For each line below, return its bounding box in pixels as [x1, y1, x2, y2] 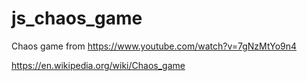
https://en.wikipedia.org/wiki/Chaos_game [11, 59, 186, 71]
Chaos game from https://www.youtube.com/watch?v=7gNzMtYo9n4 [11, 40, 298, 52]
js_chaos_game [11, 7, 143, 30]
